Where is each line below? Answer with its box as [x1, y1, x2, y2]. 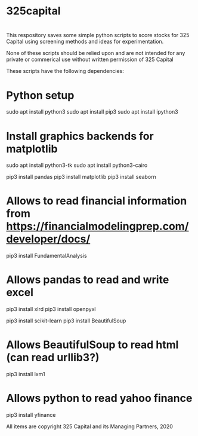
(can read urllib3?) [6, 351, 100, 364]
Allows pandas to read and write [6, 273, 169, 286]
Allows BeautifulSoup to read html [6, 338, 179, 352]
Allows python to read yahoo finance [6, 392, 193, 405]
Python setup [6, 89, 75, 102]
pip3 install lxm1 [6, 371, 45, 378]
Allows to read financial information [6, 194, 187, 208]
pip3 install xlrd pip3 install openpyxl [6, 306, 96, 313]
